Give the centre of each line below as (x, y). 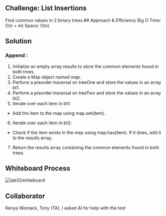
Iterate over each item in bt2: (42, 123)
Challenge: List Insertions (46, 8)
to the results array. (32, 138)
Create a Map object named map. (47, 77)
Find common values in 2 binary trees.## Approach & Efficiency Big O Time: (83, 20)
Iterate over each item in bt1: (42, 103)
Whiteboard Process (38, 168)
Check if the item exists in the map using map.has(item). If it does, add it (86, 132)
